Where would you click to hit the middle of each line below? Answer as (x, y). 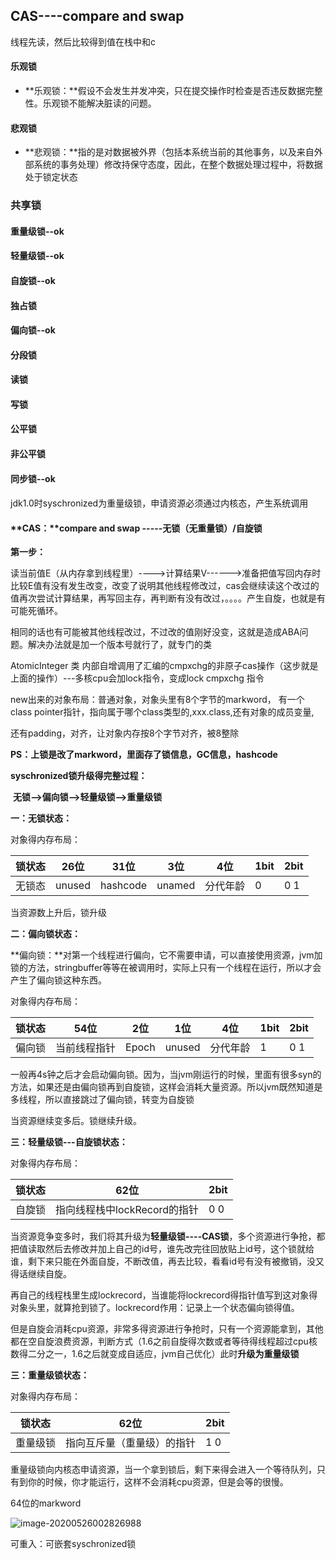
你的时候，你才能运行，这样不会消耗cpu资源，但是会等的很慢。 (158, 1482)
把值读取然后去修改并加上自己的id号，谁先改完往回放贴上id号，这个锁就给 (162, 1249)
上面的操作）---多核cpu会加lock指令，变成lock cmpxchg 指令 (137, 678)
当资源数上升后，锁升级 (58, 913)
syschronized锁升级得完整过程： (79, 776)
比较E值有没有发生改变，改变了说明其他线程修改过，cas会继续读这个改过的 (165, 586)
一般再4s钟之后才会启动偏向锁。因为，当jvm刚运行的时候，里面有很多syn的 (166, 1075)
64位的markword (46, 1503)
